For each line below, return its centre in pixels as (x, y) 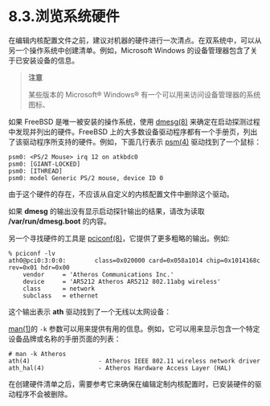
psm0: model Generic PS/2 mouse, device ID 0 (86, 178)
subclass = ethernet (61, 295)
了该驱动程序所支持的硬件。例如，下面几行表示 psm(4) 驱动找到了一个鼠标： (135, 141)
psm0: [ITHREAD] (35, 171)
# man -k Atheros (37, 354)
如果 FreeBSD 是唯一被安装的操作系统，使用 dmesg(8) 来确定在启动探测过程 (135, 121)
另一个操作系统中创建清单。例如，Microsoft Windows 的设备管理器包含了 (129, 50)
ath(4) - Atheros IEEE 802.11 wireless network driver (135, 361)
